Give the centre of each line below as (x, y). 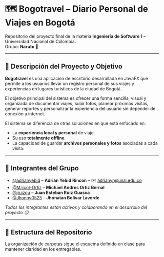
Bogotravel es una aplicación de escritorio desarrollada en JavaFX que (77, 78)
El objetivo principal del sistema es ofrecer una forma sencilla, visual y (76, 98)
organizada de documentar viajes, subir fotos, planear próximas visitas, (77, 103)
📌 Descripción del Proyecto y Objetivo (64, 67)
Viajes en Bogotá (40, 23)
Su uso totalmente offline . (39, 138)
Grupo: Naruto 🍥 (22, 46)
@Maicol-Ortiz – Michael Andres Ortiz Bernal (58, 187)
